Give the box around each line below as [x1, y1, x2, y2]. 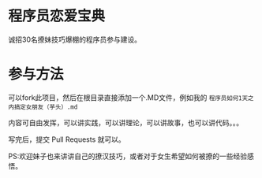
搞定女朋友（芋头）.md [13, 103, 78, 111]
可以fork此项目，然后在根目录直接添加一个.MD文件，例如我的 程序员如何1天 [8, 92, 249, 102]
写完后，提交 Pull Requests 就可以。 [8, 135, 126, 144]
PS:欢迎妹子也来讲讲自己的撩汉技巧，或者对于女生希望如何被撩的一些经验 [8, 151, 247, 161]
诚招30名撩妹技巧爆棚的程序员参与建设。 [8, 35, 142, 44]
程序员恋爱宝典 [8, 7, 106, 25]
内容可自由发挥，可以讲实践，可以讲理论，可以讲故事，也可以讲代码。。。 [8, 117, 243, 127]
